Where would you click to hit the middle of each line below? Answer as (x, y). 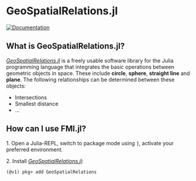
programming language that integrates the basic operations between (90, 67)
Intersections (31, 97)
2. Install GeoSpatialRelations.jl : (45, 161)
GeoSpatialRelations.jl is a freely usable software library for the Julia (90, 60)
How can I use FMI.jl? (46, 129)
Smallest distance (37, 104)
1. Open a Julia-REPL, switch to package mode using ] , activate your (90, 143)
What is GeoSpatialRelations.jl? (66, 46)
